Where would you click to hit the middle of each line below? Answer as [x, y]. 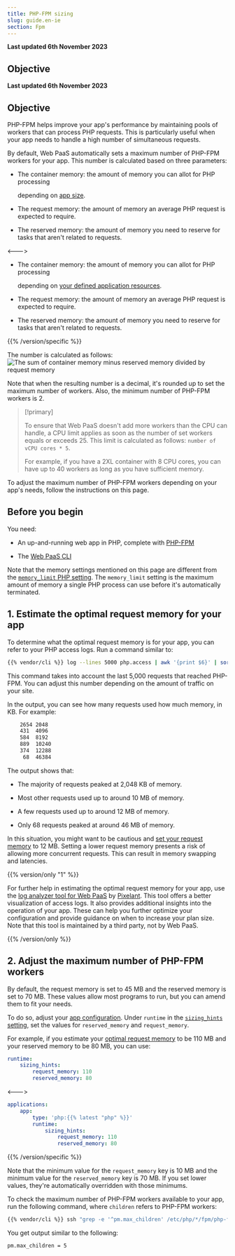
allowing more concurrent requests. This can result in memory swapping [112, 853]
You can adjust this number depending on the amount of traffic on [119, 683]
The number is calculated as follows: [60, 355]
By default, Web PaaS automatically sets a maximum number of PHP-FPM [114, 153]
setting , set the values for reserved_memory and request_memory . [98, 1024]
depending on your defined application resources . [90, 286]
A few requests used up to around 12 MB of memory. [93, 811]
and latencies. [27, 861]
